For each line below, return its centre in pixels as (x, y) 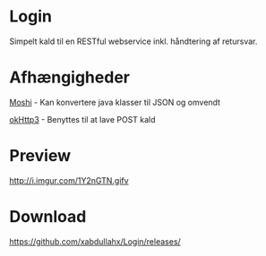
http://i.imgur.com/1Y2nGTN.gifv (69, 180)
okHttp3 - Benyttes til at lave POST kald (82, 119)
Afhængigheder (69, 77)
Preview (40, 156)
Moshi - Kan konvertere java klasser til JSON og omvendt (115, 102)
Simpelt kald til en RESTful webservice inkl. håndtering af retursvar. (133, 41)
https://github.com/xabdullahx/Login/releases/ (95, 241)
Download (48, 217)
